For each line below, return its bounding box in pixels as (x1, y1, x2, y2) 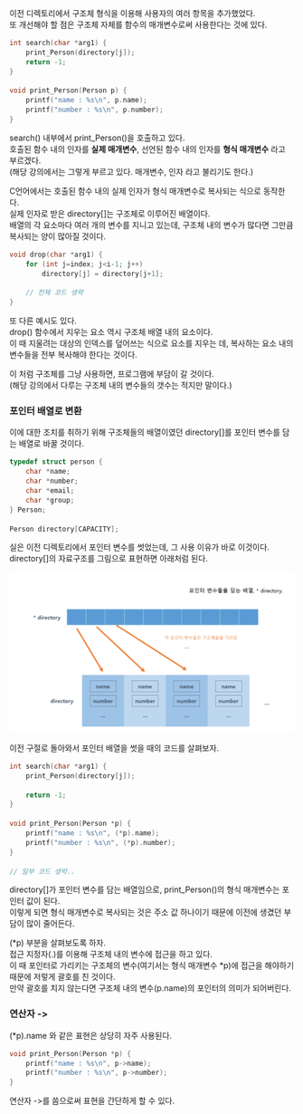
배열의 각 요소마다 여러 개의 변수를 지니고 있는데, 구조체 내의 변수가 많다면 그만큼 (9, 219, 294, 230)
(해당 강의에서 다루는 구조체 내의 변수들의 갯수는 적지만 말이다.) (9, 379, 232, 391)
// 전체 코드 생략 (25, 288, 84, 297)
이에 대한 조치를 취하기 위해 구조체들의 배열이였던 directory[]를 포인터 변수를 (9, 427, 280, 437)
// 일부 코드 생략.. (9, 867, 75, 876)
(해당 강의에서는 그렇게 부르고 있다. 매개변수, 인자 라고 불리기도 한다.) (9, 166, 254, 177)
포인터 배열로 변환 (9, 405, 83, 418)
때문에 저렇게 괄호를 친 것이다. (9, 972, 116, 983)
